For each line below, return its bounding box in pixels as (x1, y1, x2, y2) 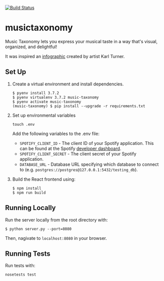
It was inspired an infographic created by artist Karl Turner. (5, 53, 125, 59)
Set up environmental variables (12, 112, 76, 118)
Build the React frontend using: (12, 176, 76, 182)
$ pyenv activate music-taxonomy (12, 99, 82, 104)
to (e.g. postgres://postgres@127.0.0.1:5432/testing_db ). (19, 166, 138, 172)
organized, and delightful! (5, 44, 57, 50)
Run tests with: (5, 263, 36, 269)
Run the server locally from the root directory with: (5, 216, 108, 223)
